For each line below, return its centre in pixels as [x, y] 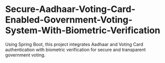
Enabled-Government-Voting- [69, 20]
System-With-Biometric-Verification [83, 30]
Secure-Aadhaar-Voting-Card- [70, 9]
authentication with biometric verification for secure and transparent [75, 49]
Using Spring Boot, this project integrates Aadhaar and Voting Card [74, 44]
